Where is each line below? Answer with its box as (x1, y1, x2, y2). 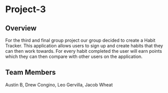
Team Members (5, 68, 56, 77)
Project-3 (5, 4, 46, 15)
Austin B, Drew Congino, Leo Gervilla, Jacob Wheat (5, 81, 113, 87)
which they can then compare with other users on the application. (5, 53, 143, 59)
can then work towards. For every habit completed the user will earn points (5, 48, 162, 54)
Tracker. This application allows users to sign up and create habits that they (5, 43, 163, 49)
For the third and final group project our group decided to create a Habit (5, 37, 156, 43)
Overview (5, 24, 37, 33)
